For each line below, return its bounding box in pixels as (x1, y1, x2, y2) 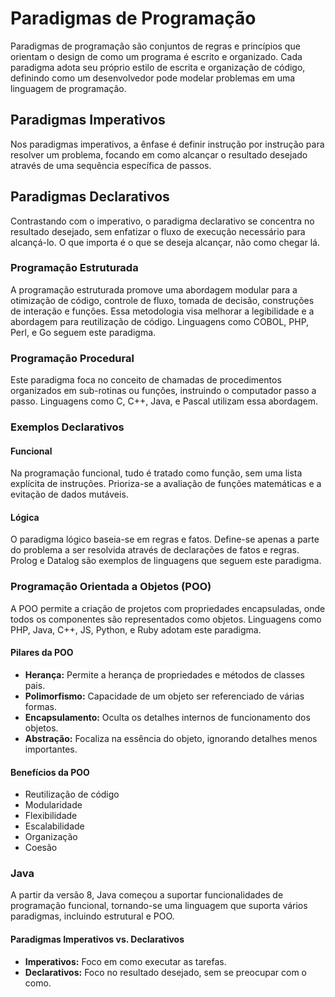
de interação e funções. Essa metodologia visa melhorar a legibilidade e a (10, 305, 315, 317)
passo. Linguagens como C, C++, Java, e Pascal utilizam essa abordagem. (10, 395, 319, 407)
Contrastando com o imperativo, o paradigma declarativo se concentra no (10, 215, 315, 227)
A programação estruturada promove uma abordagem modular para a (10, 283, 298, 296)
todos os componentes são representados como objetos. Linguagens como (10, 613, 322, 625)
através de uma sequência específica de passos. (10, 159, 212, 171)
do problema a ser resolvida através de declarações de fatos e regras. (10, 544, 300, 556)
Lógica (10, 511, 40, 523)
